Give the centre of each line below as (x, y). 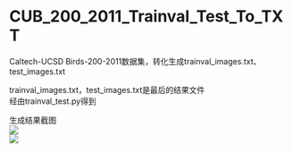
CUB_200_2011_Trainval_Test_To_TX (146, 17)
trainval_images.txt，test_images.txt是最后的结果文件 (107, 89)
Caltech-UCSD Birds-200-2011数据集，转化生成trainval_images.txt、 (135, 61)
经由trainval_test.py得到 (53, 101)
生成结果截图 (33, 120)
